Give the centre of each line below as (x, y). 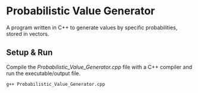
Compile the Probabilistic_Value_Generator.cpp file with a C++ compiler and (99, 67)
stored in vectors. (28, 33)
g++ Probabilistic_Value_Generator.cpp (56, 84)
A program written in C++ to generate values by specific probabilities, (92, 27)
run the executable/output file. (43, 73)
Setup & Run (30, 53)
